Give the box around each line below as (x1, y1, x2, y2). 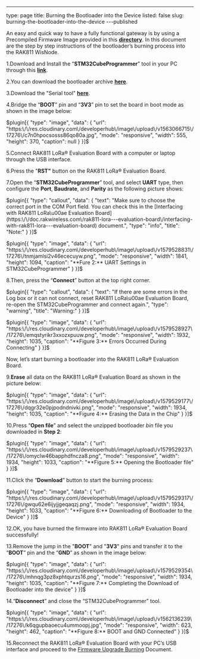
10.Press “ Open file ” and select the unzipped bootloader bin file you (6, 422, 173, 429)
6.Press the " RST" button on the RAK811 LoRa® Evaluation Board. (6, 167, 167, 174)
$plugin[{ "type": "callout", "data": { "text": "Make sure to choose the (6, 197, 176, 204)
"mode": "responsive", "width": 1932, (99, 332, 190, 338)
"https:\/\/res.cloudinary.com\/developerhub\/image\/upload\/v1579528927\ (6, 325, 193, 332)
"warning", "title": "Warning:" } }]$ (6, 307, 90, 314)
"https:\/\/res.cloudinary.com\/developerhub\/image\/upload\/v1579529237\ (6, 446, 193, 453)
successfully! (6, 531, 39, 538)
